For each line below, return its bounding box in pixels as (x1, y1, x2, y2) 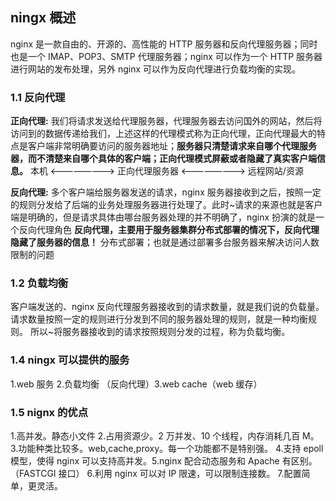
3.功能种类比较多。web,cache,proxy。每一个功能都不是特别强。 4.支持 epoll (10, 443, 324, 454)
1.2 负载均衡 (10, 276, 69, 290)
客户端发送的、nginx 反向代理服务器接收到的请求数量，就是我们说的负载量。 (10, 301, 325, 313)
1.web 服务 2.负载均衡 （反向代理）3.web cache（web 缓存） (10, 378, 263, 390)
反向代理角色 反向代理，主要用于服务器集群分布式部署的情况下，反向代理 (18, 224, 320, 236)
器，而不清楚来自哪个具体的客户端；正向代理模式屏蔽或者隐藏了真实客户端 (10, 153, 317, 165)
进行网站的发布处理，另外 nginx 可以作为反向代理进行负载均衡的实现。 (10, 63, 302, 75)
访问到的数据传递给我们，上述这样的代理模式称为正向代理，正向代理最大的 (10, 128, 317, 140)
